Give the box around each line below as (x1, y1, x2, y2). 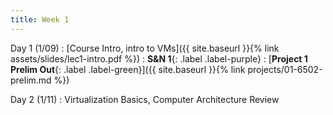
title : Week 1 (10, 14, 70, 25)
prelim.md (10, 74, 52, 86)
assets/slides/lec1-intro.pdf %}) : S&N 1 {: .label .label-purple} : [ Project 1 (10, 52, 308, 65)
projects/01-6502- (247, 63, 323, 75)
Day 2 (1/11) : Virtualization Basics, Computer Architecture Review (10, 93, 280, 105)
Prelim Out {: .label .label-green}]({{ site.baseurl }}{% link (10, 63, 246, 75)
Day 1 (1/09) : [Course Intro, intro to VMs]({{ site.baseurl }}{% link (10, 42, 280, 54)
